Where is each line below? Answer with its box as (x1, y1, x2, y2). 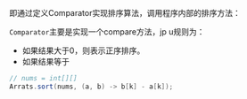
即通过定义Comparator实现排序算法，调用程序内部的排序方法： (9, 8, 241, 18)
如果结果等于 (21, 57, 70, 66)
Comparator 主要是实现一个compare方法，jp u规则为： (9, 27, 205, 37)
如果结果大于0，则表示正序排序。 (21, 45, 145, 56)
